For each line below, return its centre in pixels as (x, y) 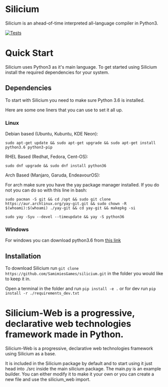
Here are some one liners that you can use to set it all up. (64, 110)
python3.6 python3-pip (29, 147)
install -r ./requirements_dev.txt (42, 294)
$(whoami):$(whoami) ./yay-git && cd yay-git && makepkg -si (70, 208)
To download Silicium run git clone (42, 268)
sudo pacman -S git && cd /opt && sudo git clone (58, 199)
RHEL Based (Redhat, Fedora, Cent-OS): (47, 156)
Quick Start (29, 53)
